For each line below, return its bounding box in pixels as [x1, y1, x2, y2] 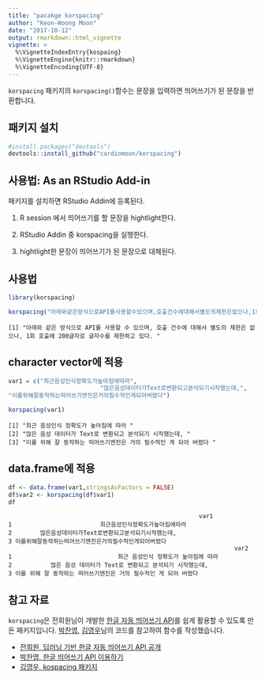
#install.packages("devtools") [8, 142, 111, 150]
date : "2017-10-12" [8, 26, 73, 34]
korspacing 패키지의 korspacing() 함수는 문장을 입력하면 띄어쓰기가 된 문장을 [8, 85, 246, 95]
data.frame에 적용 [8, 462, 95, 476]
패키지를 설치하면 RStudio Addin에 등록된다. [8, 196, 145, 206]
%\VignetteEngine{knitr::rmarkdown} [15, 56, 136, 64]
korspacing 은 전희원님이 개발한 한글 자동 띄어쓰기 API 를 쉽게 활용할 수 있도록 [8, 616, 246, 625]
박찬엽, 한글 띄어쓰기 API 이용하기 [19, 652, 124, 662]
